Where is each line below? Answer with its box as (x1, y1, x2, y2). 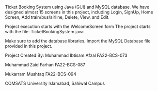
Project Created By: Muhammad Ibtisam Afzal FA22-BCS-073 (5, 52, 127, 58)
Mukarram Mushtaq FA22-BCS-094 (5, 71, 77, 77)
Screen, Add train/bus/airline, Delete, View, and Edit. (5, 14, 110, 20)
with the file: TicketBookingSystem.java (5, 29, 84, 34)
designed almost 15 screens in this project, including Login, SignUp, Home (5, 9, 154, 15)
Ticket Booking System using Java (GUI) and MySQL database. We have (5, 4, 149, 10)
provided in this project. (5, 43, 52, 49)
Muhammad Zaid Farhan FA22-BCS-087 (5, 62, 86, 67)
